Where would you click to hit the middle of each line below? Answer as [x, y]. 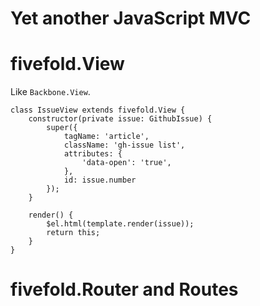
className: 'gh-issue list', [124, 145]
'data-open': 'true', [126, 163]
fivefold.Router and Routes [124, 289]
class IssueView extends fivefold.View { [98, 110]
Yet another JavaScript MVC [131, 18]
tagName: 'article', [106, 137]
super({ [62, 128]
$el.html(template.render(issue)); [120, 224]
